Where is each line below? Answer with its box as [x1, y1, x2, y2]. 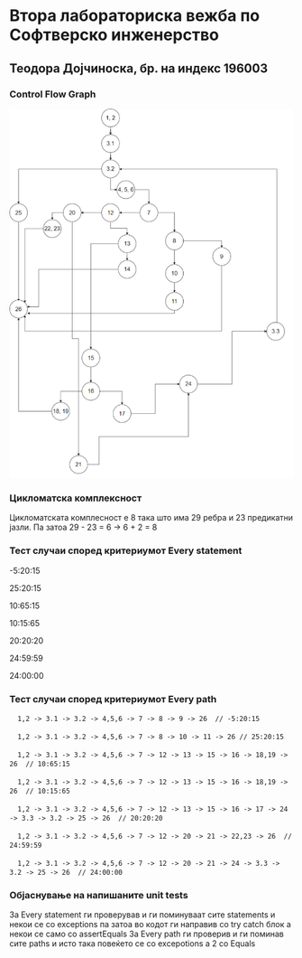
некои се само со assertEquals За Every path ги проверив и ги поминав [9, 928, 284, 940]
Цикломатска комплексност [9, 492, 142, 504]
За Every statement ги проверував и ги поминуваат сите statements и [9, 909, 276, 920]
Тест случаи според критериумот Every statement [9, 544, 243, 557]
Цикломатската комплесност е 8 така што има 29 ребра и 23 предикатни [9, 512, 294, 523]
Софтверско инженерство [9, 24, 219, 45]
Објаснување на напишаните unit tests [9, 888, 188, 901]
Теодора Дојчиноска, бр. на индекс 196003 [9, 61, 269, 76]
